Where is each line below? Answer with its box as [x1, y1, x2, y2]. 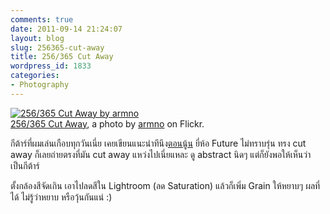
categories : [10, 71, 60, 81]
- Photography [10, 80, 70, 90]
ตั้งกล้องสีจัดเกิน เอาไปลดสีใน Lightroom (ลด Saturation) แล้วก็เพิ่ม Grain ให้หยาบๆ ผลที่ [10, 179, 321, 191]
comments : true [10, 14, 74, 25]
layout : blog [10, 33, 65, 43]
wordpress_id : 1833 [10, 61, 92, 71]
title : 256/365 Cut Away [10, 52, 114, 62]
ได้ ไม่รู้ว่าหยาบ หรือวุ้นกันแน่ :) [10, 191, 113, 203]
